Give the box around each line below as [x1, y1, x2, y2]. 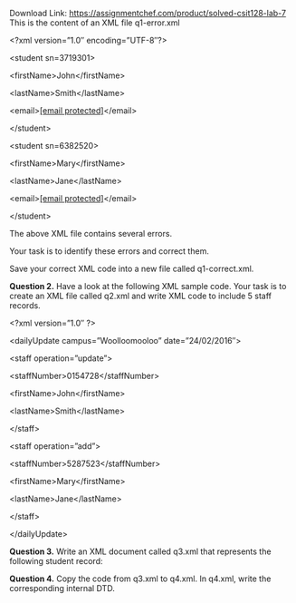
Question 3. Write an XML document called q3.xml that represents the [9, 546, 272, 557]
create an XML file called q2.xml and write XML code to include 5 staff [9, 290, 272, 301]
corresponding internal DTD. [9, 583, 115, 593]
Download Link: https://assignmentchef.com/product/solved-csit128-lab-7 [9, 8, 287, 18]
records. [9, 300, 41, 311]
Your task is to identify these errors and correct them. [9, 246, 210, 257]
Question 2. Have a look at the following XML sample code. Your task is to [9, 281, 287, 291]
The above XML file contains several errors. [9, 229, 173, 238]
